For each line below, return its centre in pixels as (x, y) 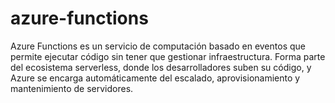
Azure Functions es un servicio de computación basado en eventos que (158, 46)
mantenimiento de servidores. (72, 88)
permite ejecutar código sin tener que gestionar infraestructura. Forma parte (168, 56)
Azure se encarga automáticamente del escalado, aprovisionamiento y (155, 78)
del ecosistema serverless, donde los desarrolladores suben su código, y (161, 67)
